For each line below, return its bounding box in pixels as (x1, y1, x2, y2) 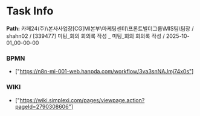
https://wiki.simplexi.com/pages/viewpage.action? (19, 96, 145, 103)
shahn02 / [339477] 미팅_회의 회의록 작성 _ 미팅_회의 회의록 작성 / (6, 32, 165, 40)
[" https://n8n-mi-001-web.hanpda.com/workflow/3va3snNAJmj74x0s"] (15, 68, 194, 75)
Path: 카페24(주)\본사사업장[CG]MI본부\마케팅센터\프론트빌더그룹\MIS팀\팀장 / (6, 25, 194, 32)
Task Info (6, 4, 54, 18)
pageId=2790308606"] (15, 103, 74, 110)
